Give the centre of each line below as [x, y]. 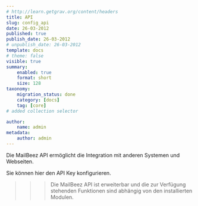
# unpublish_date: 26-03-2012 [44, 45]
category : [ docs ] [38, 100]
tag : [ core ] [32, 105]
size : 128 [29, 84]
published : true [26, 34]
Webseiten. [20, 161]
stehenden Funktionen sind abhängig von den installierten [121, 191]
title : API [20, 17]
